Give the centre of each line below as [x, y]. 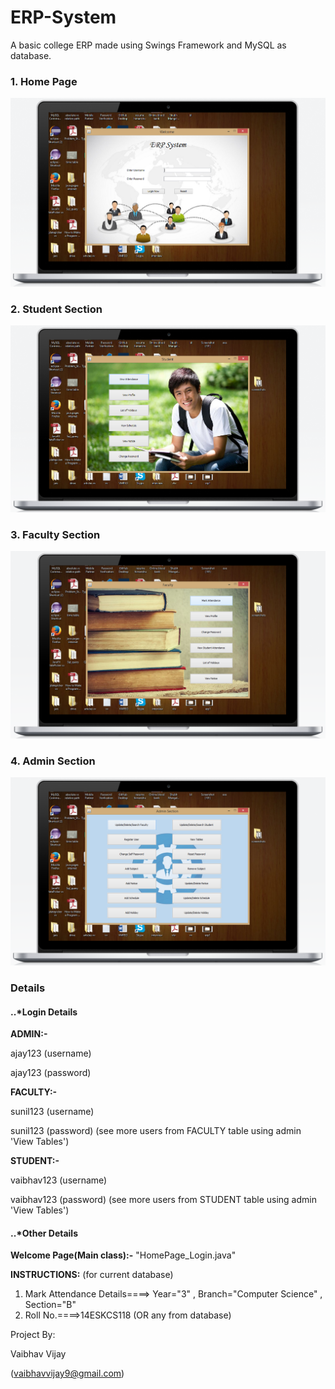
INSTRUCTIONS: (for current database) [92, 1275]
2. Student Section [56, 309]
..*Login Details [44, 1012]
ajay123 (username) [51, 1053]
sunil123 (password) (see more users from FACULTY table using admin [156, 1131]
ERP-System [63, 17]
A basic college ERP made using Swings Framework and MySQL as [148, 45]
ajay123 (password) [51, 1073]
